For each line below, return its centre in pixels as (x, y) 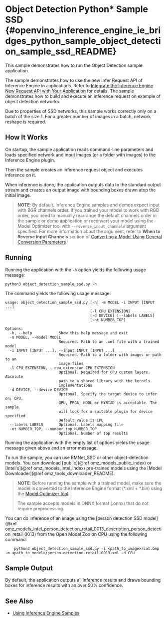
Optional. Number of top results (93, 433)
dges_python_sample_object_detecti (83, 41)
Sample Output (29, 568)
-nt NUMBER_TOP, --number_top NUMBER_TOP (53, 429)
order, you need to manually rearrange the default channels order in (87, 215)
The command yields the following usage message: (58, 293)
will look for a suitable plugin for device (106, 411)
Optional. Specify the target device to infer (108, 394)
